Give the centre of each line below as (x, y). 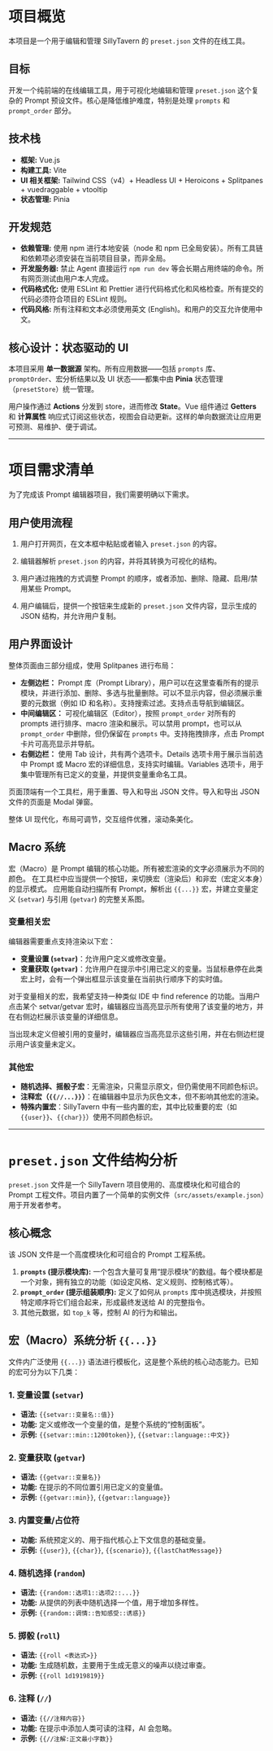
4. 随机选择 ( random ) (47, 1573)
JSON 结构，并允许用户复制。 (70, 616)
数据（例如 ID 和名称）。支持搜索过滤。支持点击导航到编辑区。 (145, 703)
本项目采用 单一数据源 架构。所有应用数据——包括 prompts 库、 (114, 369)
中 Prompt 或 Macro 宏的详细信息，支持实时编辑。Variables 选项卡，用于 (142, 764)
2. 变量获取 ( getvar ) (47, 1457)
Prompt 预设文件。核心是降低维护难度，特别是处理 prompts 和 (127, 100)
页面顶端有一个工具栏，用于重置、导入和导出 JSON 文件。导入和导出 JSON (134, 792)
